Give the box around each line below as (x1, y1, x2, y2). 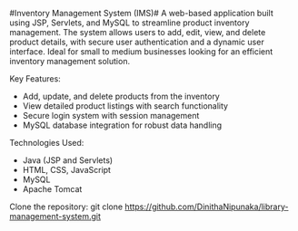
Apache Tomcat (22, 184, 83, 194)
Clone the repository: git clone (9, 201, 124, 212)
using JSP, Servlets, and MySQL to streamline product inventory (9, 17, 250, 28)
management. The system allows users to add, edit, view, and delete (9, 27, 266, 37)
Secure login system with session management (22, 111, 200, 120)
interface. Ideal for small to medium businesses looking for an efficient (9, 46, 273, 57)
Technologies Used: (9, 138, 84, 148)
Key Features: (9, 73, 61, 84)
